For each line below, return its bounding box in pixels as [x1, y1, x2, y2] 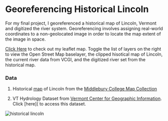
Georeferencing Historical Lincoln [5, 4, 149, 15]
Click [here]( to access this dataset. [12, 101, 86, 107]
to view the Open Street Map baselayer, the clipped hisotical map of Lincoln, [5, 51, 163, 57]
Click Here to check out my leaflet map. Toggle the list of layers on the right [5, 46, 161, 52]
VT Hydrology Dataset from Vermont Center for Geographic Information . [12, 95, 162, 101]
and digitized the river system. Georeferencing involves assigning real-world [5, 25, 163, 31]
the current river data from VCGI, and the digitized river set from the [5, 56, 146, 62]
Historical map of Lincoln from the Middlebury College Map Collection [12, 86, 157, 92]
